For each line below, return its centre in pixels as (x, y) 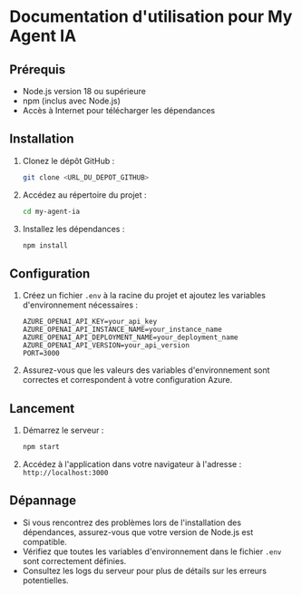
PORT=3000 (41, 354)
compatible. (45, 541)
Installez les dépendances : (73, 229)
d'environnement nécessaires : (80, 305)
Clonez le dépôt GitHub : (68, 161)
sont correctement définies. (74, 561)
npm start (41, 447)
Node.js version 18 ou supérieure (84, 91)
